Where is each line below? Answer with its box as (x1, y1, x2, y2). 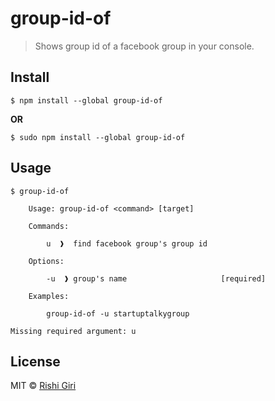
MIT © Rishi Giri (10, 380, 77, 392)
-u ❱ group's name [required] (46, 273, 267, 284)
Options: (28, 256, 65, 266)
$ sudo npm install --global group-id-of (10, 132, 186, 142)
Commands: (28, 221, 70, 231)
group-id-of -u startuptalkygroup (46, 308, 190, 319)
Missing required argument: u (10, 326, 137, 336)
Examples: (28, 291, 70, 301)
